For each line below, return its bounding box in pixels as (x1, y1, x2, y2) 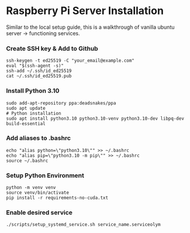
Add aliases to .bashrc (6, 134, 71, 142)
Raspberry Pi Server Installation (6, 4, 164, 18)
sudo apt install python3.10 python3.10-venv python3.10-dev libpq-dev (6, 116, 184, 121)
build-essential (6, 120, 46, 127)
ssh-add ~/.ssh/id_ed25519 (6, 68, 72, 74)
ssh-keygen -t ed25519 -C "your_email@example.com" (6, 58, 134, 64)
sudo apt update (6, 105, 46, 111)
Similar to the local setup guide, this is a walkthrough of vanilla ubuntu (6, 23, 175, 31)
